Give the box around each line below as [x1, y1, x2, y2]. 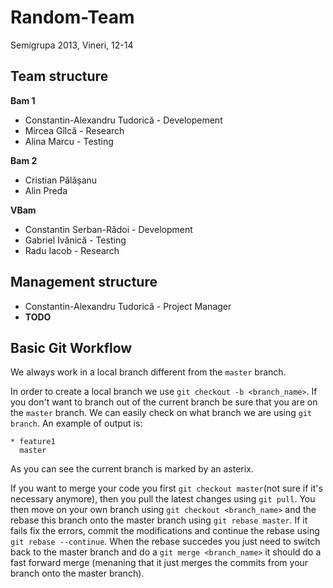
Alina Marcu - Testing [24, 135, 114, 147]
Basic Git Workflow [10, 339, 133, 356]
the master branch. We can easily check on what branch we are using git [10, 407, 313, 419]
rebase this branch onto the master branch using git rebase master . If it [10, 514, 308, 526]
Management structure [10, 274, 158, 291]
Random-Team [10, 6, 135, 29]
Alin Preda [24, 184, 68, 196]
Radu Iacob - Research [24, 244, 120, 256]
